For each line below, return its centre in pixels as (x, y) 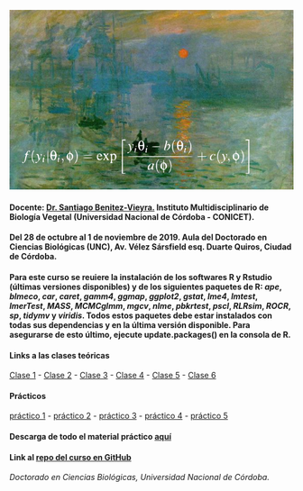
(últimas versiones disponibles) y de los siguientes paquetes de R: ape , (146, 286)
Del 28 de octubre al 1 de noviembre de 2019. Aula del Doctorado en (138, 237)
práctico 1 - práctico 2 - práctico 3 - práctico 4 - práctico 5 (119, 416)
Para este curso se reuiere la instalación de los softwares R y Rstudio (141, 277)
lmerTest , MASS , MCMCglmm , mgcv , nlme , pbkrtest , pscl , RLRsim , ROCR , (150, 305)
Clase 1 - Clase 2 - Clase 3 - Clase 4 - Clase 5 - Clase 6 (113, 376)
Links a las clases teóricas (60, 355)
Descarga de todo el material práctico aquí (90, 436)
